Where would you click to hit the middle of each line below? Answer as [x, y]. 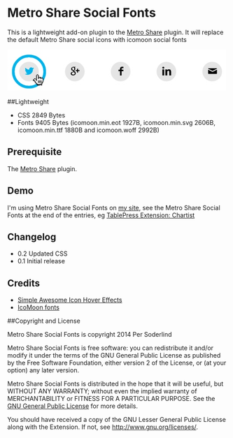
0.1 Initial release [41, 261]
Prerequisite [35, 152]
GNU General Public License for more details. [73, 406]
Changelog [32, 236]
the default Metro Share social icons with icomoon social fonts [97, 39]
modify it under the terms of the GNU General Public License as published [114, 356]
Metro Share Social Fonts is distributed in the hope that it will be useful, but [115, 384]
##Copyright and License [44, 321]
